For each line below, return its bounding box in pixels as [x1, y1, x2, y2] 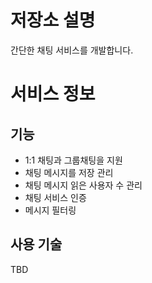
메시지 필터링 [24, 204, 77, 216]
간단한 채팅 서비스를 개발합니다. [10, 44, 134, 56]
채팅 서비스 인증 [24, 191, 87, 203]
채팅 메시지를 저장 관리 [24, 166, 114, 178]
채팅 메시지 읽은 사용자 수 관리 [24, 179, 143, 191]
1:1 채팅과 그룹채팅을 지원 [24, 154, 123, 166]
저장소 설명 [10, 9, 96, 32]
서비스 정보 [10, 83, 96, 106]
